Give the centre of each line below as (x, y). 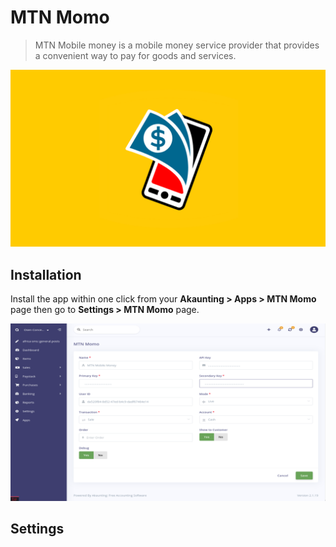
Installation (46, 274)
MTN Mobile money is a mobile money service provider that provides (177, 45)
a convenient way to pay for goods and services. (135, 55)
